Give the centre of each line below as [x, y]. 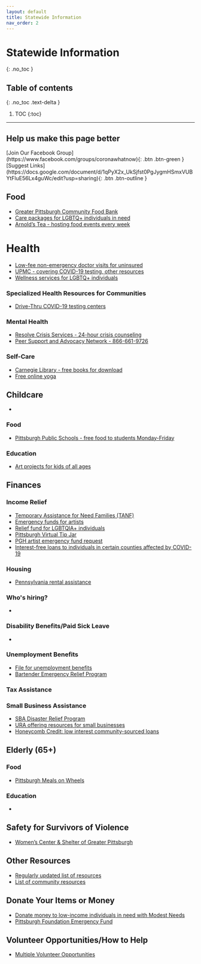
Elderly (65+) [31, 750]
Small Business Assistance [46, 705]
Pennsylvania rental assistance [53, 582]
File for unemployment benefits [54, 668]
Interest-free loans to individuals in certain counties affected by [93, 547]
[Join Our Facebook [31, 153]
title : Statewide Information [44, 17]
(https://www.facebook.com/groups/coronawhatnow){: [74, 159]
